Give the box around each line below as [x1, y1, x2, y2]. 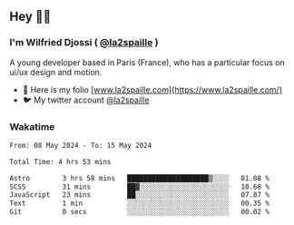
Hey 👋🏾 [9, 9, 52, 24]
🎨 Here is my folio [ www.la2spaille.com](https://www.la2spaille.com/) [22, 83, 283, 95]
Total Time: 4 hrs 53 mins [9, 157, 112, 166]
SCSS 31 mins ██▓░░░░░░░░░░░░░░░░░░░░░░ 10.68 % [9, 182, 270, 191]
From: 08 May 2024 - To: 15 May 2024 [9, 141, 152, 150]
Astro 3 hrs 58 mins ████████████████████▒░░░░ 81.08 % [9, 173, 270, 182]
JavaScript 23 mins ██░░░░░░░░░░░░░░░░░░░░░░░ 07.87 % [9, 191, 270, 200]
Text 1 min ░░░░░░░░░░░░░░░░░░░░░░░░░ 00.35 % [9, 199, 270, 209]
